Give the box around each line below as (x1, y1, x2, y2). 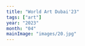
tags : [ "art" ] (6, 14, 42, 20)
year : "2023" (6, 20, 39, 26)
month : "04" (6, 25, 36, 32)
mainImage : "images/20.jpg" (6, 31, 77, 37)
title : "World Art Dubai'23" (6, 8, 80, 15)
